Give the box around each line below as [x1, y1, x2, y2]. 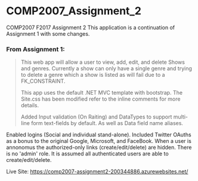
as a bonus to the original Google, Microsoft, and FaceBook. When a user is [6, 138, 192, 145]
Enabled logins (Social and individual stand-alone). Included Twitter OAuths [6, 131, 192, 138]
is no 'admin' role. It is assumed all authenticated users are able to [6, 150, 169, 157]
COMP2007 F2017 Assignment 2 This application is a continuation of [6, 24, 175, 31]
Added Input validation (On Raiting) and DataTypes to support [20, 113, 172, 120]
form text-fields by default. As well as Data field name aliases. [30, 120, 184, 127]
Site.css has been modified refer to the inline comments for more [20, 95, 181, 102]
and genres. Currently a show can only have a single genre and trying [20, 65, 193, 72]
